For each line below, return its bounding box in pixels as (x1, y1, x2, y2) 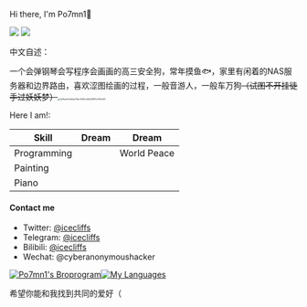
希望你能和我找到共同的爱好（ (9, 288, 122, 299)
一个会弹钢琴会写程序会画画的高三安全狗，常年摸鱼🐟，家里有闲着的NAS (9, 66, 285, 77)
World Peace (119, 147, 175, 159)
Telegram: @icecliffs (22, 232, 101, 243)
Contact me (9, 202, 55, 213)
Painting (14, 162, 49, 174)
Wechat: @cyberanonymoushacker (22, 251, 155, 262)
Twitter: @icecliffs (22, 222, 91, 233)
